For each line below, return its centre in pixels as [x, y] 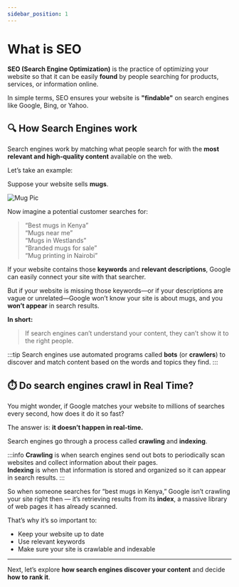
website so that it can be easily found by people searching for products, [113, 76]
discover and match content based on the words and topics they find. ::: [113, 362]
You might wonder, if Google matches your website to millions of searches [116, 406]
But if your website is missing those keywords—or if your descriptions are [116, 291]
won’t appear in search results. [53, 306]
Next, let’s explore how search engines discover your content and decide [116, 570]
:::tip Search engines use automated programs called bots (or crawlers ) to [117, 355]
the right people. [49, 341]
